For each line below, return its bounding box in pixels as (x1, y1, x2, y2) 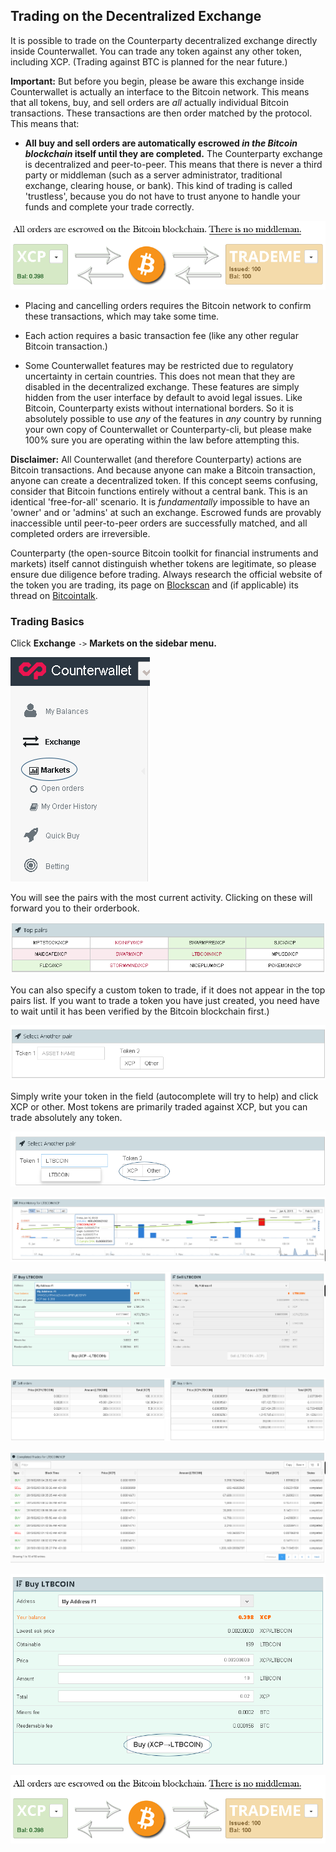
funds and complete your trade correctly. (24, 200, 195, 213)
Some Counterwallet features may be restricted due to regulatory (24, 359, 294, 371)
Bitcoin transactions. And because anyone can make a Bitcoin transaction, (10, 464, 316, 476)
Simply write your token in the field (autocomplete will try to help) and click (10, 1090, 319, 1103)
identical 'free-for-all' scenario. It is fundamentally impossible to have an (10, 495, 310, 508)
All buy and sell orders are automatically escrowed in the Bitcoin (24, 137, 298, 149)
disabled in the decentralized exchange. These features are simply (24, 380, 300, 393)
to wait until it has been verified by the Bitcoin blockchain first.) (10, 1005, 270, 1017)
